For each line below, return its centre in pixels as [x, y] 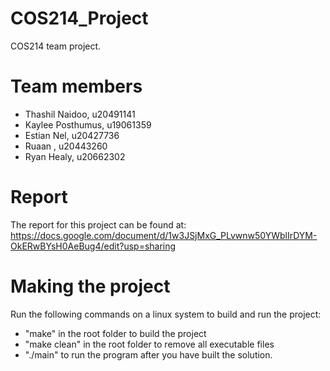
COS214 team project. [56, 46]
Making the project [90, 286]
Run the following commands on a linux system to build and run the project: [166, 314]
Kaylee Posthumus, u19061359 [88, 124]
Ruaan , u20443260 [66, 146]
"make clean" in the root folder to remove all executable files [149, 344]
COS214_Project [79, 18]
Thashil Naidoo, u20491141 [80, 114]
